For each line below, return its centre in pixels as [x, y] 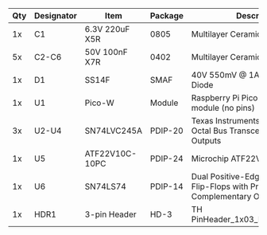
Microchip [210, 159]
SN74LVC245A [114, 131]
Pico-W [100, 103]
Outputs [206, 141]
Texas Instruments [226, 121]
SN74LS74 [106, 186]
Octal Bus [209, 131]
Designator [56, 16]
